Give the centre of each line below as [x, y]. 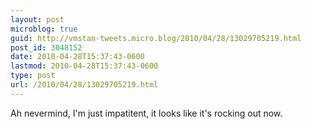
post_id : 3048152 [46, 47]
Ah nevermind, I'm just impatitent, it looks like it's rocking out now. [146, 113]
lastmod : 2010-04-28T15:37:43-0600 [84, 66]
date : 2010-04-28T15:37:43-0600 [77, 57]
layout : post [37, 19]
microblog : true [44, 29]
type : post [33, 76]
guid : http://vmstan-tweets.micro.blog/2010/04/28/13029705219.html [156, 38]
